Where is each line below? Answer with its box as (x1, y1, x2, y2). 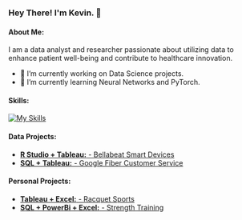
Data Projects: (8, 131, 57, 141)
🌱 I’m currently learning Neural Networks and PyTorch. (19, 78, 200, 87)
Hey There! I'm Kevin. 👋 (8, 7, 102, 18)
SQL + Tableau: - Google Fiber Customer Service (19, 158, 184, 167)
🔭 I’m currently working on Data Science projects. (19, 69, 184, 78)
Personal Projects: (8, 176, 71, 186)
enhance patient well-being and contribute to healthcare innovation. (8, 54, 233, 63)
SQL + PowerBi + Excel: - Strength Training (19, 202, 164, 212)
